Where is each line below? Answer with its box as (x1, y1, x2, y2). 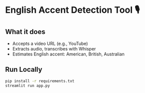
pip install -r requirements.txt (5, 78, 75, 84)
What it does (5, 27, 46, 36)
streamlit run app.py (5, 83, 50, 88)
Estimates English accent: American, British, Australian (12, 51, 125, 57)
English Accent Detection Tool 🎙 (5, 4, 140, 16)
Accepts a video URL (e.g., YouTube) (12, 41, 88, 46)
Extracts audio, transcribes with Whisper (12, 46, 96, 51)
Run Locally (5, 65, 42, 74)
